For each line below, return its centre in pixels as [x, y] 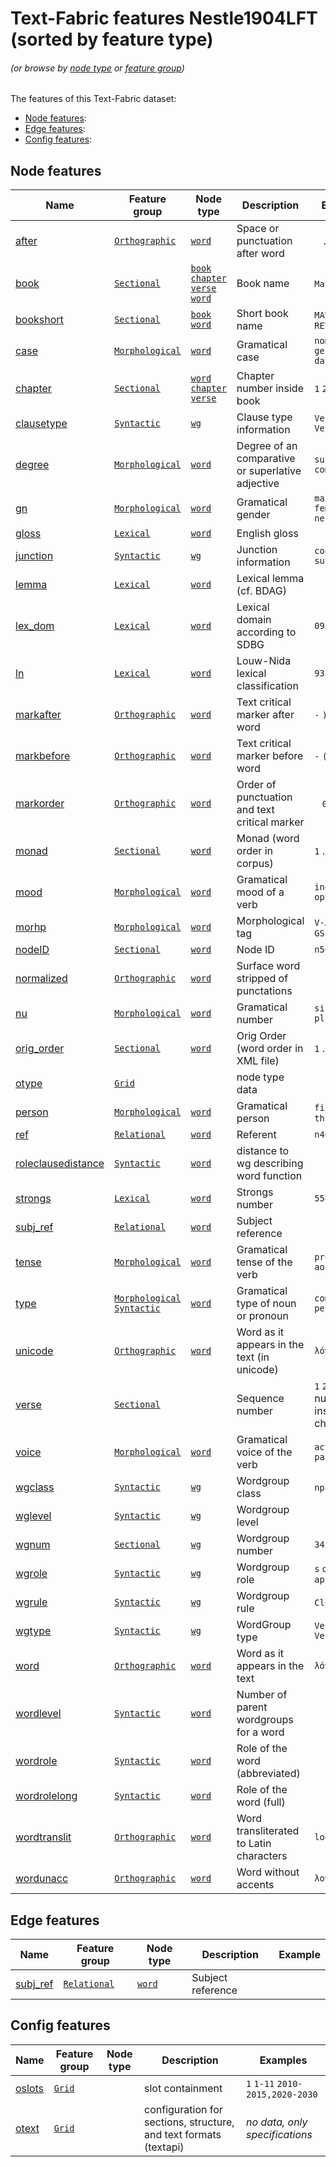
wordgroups [265, 1720]
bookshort [39, 320]
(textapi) [164, 2147]
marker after [265, 715]
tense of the [264, 1262]
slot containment [183, 2088]
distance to [263, 1151]
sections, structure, [189, 2122]
